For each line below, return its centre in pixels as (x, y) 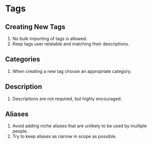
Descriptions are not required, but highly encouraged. (67, 99)
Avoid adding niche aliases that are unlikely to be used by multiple (79, 126)
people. (20, 131)
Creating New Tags (35, 27)
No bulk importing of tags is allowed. (50, 38)
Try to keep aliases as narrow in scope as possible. (64, 137)
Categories (23, 59)
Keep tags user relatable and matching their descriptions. (71, 44)
